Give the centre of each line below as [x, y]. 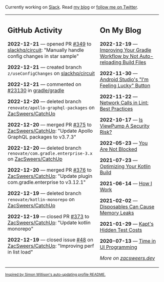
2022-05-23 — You [124, 143]
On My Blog [121, 30]
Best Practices [116, 109]
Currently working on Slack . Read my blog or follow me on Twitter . [72, 7]
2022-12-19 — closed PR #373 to [48, 216]
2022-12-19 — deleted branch [44, 193]
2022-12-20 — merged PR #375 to [50, 124]
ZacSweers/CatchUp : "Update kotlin [49, 222]
